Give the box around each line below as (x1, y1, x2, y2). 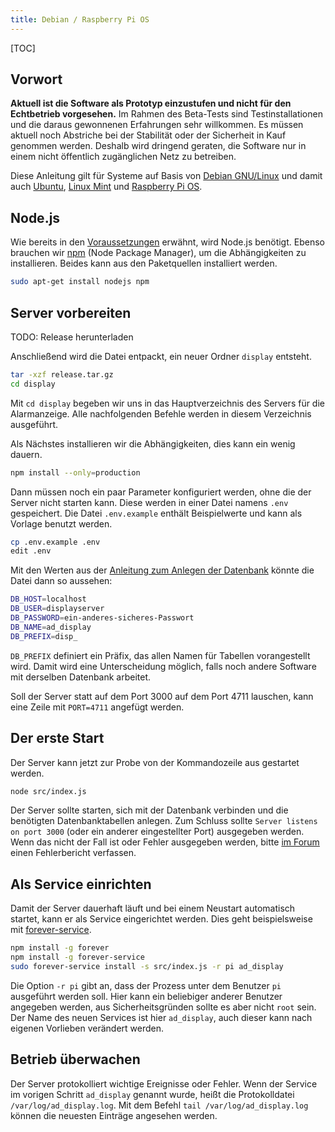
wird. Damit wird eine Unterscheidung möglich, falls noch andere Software (10, 660, 317, 672)
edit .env (10, 546, 52, 556)
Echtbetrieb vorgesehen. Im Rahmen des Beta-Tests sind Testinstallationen (10, 108, 323, 120)
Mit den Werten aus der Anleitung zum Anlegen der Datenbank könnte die (10, 564, 315, 576)
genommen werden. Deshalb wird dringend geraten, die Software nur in (10, 140, 307, 152)
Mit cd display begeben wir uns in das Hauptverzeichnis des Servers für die (10, 397, 325, 409)
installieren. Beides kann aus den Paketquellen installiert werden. (10, 257, 278, 270)
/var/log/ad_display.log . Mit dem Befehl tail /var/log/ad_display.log (10, 1099, 309, 1111)
